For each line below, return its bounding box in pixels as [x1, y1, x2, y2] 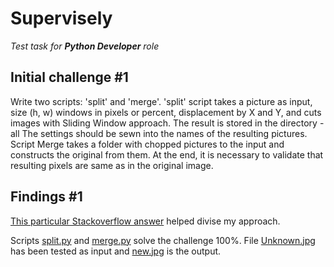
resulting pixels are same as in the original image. [10, 159, 214, 171]
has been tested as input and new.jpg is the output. [10, 245, 222, 257]
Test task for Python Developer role [10, 40, 160, 52]
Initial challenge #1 [10, 69, 129, 86]
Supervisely [10, 7, 113, 30]
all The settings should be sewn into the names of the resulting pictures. [10, 127, 308, 139]
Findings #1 [10, 188, 83, 206]
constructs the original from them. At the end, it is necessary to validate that [10, 148, 324, 161]
